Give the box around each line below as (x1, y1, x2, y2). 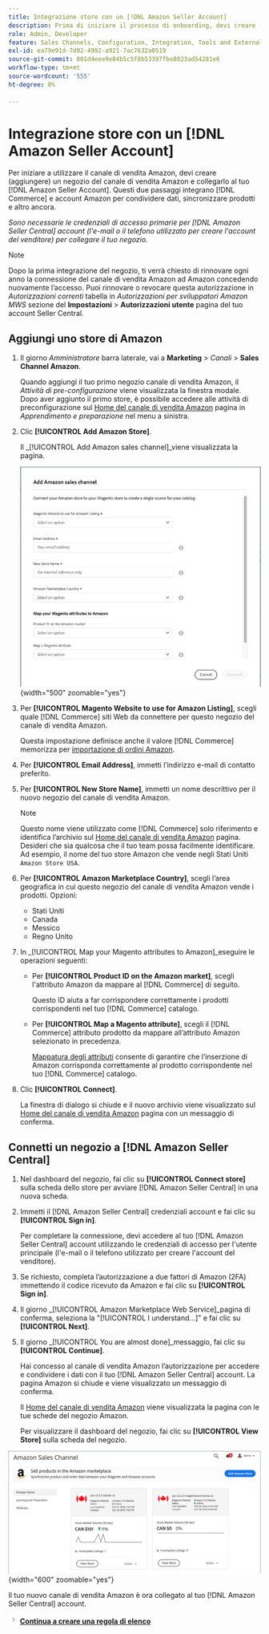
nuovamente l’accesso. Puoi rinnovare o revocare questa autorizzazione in (8, 283, 255, 293)
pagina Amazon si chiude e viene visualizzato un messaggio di (19, 1378, 227, 1388)
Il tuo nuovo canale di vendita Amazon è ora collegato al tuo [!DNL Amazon (8, 1590, 255, 1600)
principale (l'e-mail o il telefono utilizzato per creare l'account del (19, 1248, 235, 1258)
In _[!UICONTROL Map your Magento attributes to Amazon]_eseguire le (19, 947, 255, 957)
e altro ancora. (8, 202, 57, 212)
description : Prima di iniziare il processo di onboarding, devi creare (8, 21, 256, 30)
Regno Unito (31, 931, 74, 942)
